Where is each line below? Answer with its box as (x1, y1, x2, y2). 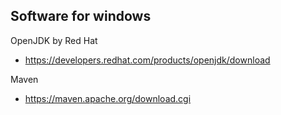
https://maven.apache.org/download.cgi (24, 92, 192, 104)
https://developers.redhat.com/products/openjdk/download (24, 54, 271, 66)
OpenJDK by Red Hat (10, 34, 98, 46)
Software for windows (10, 8, 152, 25)
